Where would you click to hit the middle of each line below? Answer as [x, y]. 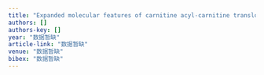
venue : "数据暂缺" [36, 52]
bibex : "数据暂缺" [36, 59]
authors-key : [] [35, 30]
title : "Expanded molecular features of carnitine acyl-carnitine [119, 15]
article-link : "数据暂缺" [48, 45]
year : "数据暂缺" [34, 37]
